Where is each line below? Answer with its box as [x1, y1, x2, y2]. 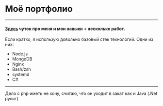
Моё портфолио [5, 3, 73, 15]
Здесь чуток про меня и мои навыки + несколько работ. [5, 26, 125, 31]
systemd [12, 72, 30, 77]
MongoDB [12, 56, 33, 62]
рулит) [5, 96, 18, 102]
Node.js [12, 51, 28, 57]
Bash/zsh [12, 66, 31, 72]
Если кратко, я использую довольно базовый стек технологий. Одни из [5, 36, 154, 42]
